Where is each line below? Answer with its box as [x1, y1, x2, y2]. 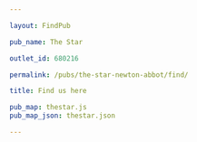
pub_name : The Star [9, 37, 84, 46]
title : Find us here [9, 87, 88, 96]
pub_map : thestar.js [9, 103, 88, 112]
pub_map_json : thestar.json [9, 111, 116, 120]
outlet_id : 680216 [9, 53, 79, 63]
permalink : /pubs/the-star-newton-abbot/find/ [9, 70, 189, 80]
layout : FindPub [9, 21, 71, 30]
